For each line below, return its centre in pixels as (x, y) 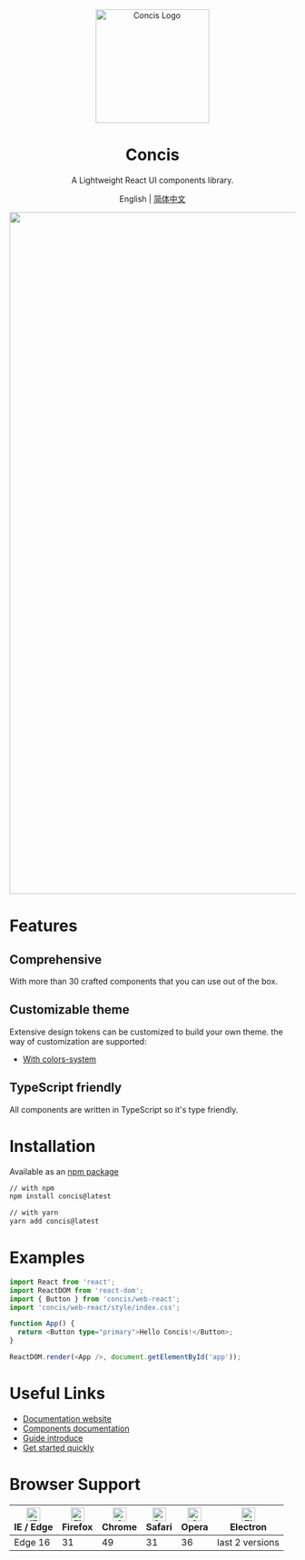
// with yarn (34, 1213)
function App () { (42, 1324)
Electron (249, 1526)
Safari (159, 1526)
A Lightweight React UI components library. (152, 180)
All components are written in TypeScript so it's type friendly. (124, 1109)
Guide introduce (53, 1438)
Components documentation (76, 1428)
